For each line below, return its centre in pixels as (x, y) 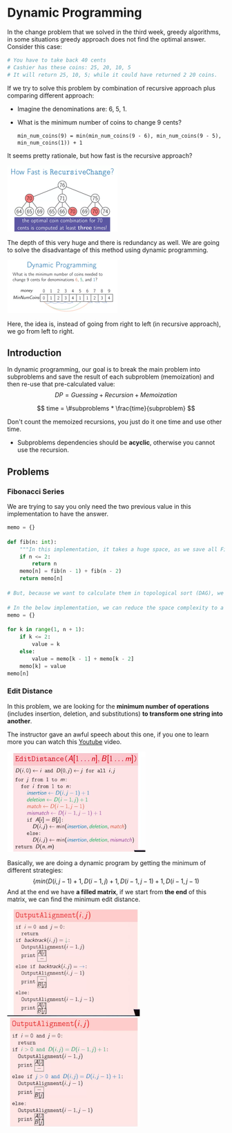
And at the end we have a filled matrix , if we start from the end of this (107, 891)
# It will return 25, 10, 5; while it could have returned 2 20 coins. (112, 75)
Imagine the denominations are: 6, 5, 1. (72, 109)
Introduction (35, 353)
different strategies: (35, 870)
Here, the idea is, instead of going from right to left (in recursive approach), (114, 324)
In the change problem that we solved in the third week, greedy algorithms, (114, 32)
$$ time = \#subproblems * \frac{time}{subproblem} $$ (116, 408)
